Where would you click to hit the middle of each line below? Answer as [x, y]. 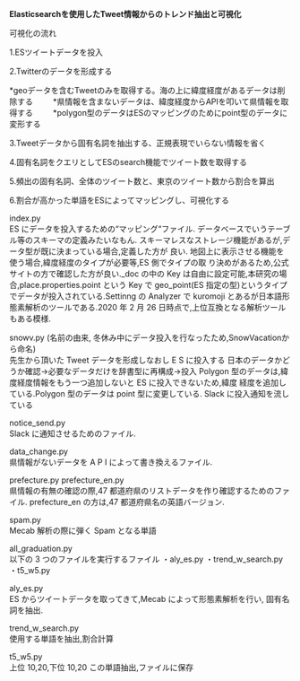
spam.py [26, 520]
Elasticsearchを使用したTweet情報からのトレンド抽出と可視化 [125, 14]
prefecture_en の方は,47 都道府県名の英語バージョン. [127, 502]
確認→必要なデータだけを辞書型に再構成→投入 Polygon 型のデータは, [153, 371]
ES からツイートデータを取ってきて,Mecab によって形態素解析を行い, [137, 599]
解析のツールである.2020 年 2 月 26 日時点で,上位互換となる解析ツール [155, 307]
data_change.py [39, 451]
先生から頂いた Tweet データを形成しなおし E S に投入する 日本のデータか [146, 360]
